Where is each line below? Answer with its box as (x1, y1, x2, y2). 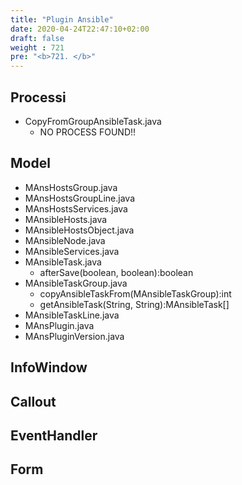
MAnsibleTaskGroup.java (24, 277, 128, 289)
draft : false (10, 33, 65, 43)
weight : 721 (10, 42, 65, 53)
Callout (10, 393, 57, 410)
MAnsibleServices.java (24, 245, 120, 257)
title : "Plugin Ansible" (10, 14, 114, 25)
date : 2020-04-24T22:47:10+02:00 (10, 24, 150, 34)
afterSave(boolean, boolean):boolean (39, 266, 194, 278)
